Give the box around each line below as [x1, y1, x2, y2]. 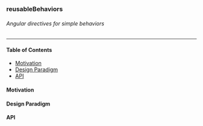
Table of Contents [6, 46, 53, 53]
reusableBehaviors [6, 5, 63, 13]
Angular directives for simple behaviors [6, 20, 105, 27]
